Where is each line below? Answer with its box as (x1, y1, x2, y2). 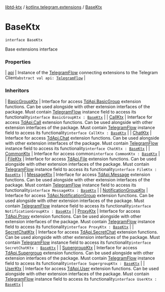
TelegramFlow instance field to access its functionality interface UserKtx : (5, 276, 157, 282)
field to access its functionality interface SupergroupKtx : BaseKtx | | (5, 260, 145, 266)
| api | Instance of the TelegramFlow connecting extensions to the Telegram (5, 70, 158, 76)
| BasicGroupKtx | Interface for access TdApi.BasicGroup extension (5, 98, 141, 104)
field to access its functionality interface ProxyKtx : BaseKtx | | (5, 224, 134, 230)
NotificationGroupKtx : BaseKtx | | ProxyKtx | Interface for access (5, 208, 140, 214)
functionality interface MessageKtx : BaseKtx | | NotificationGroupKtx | (5, 187, 148, 193)
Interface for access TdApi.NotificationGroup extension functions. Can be (5, 192, 154, 198)
